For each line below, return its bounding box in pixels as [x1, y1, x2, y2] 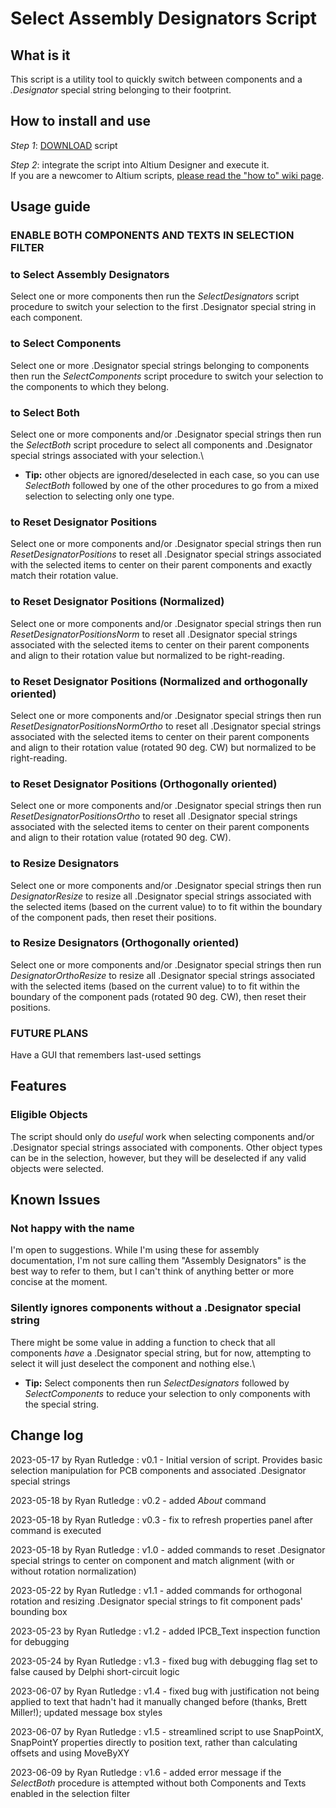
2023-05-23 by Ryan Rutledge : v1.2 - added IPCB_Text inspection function [10, 1625, 321, 1637]
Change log [10, 1427, 84, 1444]
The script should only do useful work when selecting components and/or [10, 1130, 315, 1142]
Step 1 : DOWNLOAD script [10, 139, 118, 151]
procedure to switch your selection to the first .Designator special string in [10, 301, 317, 313]
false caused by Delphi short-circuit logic [10, 1665, 180, 1677]
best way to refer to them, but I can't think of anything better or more [10, 1265, 295, 1277]
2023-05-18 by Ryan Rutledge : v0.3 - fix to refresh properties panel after [10, 1513, 314, 1526]
